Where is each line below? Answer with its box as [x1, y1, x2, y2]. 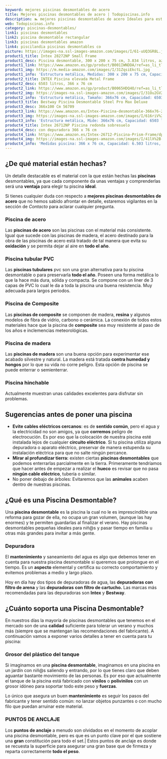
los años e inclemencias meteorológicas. [5, 327, 88, 333]
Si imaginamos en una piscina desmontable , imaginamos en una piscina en [5, 662, 161, 668]
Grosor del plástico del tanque [5, 651, 80, 658]
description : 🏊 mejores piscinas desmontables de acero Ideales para [5, 16, 154, 21]
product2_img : [5, 90, 35, 95]
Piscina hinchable [5, 379, 49, 386]
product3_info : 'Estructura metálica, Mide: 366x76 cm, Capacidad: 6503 [5, 118, 159, 123]
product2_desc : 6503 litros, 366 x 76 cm [5, 81, 92, 86]
